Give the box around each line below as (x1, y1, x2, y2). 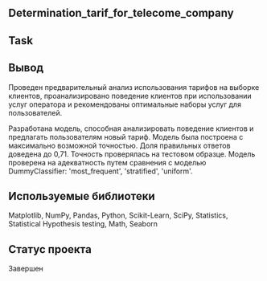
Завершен (8, 264, 44, 274)
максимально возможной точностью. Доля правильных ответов (8, 140, 231, 150)
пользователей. (8, 108, 63, 117)
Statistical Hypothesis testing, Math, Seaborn (8, 219, 158, 229)
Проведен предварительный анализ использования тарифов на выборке (8, 82, 260, 92)
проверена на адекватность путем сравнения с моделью (8, 157, 207, 167)
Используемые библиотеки (8, 189, 155, 203)
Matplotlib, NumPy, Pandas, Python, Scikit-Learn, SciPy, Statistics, (8, 210, 228, 220)
